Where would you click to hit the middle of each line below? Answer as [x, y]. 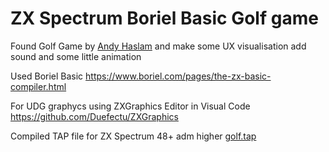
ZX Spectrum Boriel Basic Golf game [164, 18]
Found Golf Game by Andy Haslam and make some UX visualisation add [158, 46]
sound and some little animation [76, 56]
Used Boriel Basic [47, 76]
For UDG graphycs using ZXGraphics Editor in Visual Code [130, 106]
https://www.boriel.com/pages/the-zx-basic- [178, 76]
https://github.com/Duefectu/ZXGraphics [94, 116]
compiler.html [38, 86]
